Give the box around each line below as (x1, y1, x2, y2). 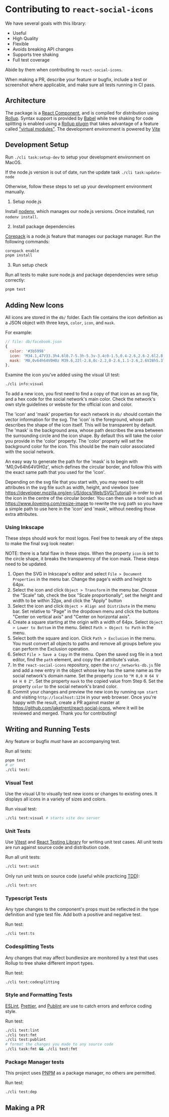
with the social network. (5, 449, 55, 455)
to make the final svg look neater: (5, 541, 74, 547)
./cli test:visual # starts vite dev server (5, 816, 100, 821)
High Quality (12, 35, 39, 41)
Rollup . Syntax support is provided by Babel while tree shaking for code (5, 115, 153, 121)
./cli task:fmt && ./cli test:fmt (5, 1046, 78, 1052)
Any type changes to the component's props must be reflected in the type (5, 906, 159, 912)
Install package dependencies (12, 223, 75, 229)
